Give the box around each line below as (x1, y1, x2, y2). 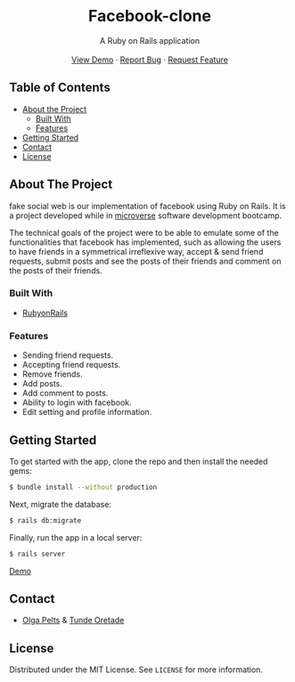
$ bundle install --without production (9, 483, 158, 491)
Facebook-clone (87, 6, 212, 27)
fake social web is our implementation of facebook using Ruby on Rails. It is (9, 200, 287, 211)
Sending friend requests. (21, 350, 114, 361)
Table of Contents (9, 80, 111, 95)
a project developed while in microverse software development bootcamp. (9, 210, 283, 221)
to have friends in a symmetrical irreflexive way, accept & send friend (9, 246, 264, 256)
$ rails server (9, 549, 66, 558)
